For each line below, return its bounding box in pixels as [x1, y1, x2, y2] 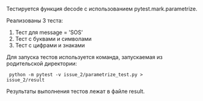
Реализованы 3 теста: [6, 17, 63, 24]
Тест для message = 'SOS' [15, 29, 84, 36]
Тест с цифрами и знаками [15, 42, 85, 49]
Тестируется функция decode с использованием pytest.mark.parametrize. [6, 5, 198, 12]
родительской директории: [6, 60, 77, 67]
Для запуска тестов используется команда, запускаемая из [6, 54, 163, 60]
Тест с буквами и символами [15, 35, 92, 42]
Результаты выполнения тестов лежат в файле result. [6, 88, 145, 95]
